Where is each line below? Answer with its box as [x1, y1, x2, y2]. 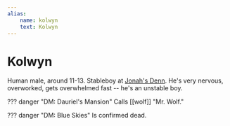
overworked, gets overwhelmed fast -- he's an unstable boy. [7, 84, 183, 92]
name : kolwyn [20, 17, 58, 24]
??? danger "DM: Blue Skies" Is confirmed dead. [7, 111, 147, 120]
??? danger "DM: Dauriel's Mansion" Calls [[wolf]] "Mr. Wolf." [7, 97, 184, 106]
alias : [7, 10, 27, 17]
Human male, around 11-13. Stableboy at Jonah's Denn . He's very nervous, [7, 76, 224, 85]
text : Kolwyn [20, 23, 58, 30]
